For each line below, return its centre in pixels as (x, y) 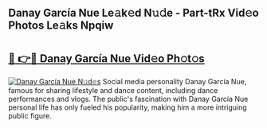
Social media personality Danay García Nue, (175, 81)
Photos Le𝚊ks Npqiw (61, 26)
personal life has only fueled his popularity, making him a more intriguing (128, 107)
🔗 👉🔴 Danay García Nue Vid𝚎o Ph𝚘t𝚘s (106, 58)
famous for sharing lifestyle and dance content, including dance (113, 90)
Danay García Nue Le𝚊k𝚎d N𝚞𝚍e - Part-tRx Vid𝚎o (133, 13)
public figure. (30, 116)
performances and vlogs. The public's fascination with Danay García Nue (128, 99)
